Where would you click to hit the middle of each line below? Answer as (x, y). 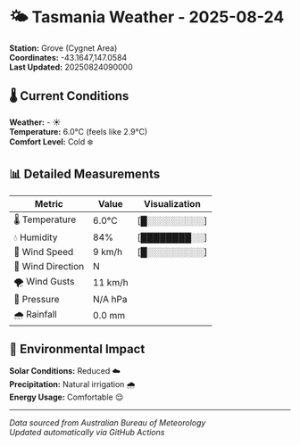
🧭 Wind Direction (49, 266)
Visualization (172, 203)
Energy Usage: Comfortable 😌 (67, 397)
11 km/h (110, 283)
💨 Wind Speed (44, 252)
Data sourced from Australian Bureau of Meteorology (108, 423)
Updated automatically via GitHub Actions (87, 433)
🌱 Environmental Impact (77, 349)
